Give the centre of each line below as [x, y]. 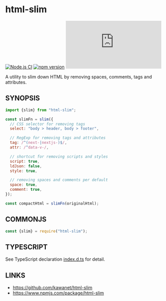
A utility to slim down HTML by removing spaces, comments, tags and [79, 77]
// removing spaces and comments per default [59, 180]
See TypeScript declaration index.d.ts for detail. [55, 259]
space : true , [24, 185]
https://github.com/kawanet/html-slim [52, 288]
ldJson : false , [26, 166]
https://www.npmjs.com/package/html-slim [58, 293]
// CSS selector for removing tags [48, 124]
